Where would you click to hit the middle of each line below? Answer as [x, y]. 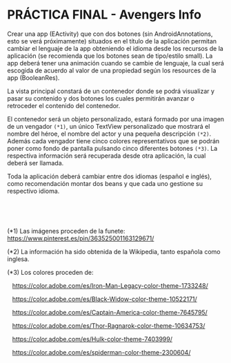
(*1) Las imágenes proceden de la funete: [66, 231]
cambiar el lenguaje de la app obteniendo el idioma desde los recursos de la [115, 48]
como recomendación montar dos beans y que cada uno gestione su [105, 183]
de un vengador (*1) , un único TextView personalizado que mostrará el [109, 126]
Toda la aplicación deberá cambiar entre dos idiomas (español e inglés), [110, 176]
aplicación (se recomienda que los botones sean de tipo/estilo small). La [110, 56]
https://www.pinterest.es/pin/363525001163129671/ [81, 238]
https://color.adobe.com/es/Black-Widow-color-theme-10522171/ [105, 299]
